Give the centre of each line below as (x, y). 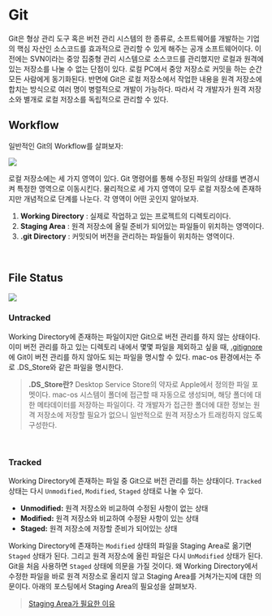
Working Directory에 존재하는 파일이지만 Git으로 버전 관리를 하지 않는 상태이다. (134, 336)
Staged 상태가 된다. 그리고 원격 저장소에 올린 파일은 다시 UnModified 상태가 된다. (136, 556)
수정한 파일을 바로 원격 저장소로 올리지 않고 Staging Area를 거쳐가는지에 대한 (131, 576)
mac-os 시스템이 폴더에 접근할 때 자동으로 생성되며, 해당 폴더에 (153, 394)
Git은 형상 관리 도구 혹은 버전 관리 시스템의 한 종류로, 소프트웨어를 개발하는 (127, 38)
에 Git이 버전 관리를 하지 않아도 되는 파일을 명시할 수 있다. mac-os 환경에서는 (131, 357)
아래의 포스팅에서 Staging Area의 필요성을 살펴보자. (114, 587)
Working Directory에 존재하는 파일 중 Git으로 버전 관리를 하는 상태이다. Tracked (135, 481)
